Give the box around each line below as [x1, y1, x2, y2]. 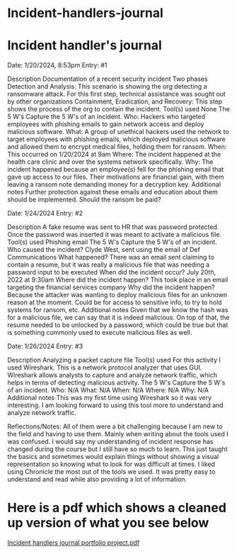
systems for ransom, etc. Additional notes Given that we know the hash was [7, 306, 229, 314]
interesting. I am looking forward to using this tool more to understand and [7, 401, 224, 409]
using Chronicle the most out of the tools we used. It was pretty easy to [7, 467, 216, 476]
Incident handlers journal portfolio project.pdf [7, 538, 140, 547]
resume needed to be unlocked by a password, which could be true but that [7, 321, 229, 329]
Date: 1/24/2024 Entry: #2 [7, 209, 83, 218]
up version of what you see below [7, 515, 209, 531]
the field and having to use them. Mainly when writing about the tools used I [7, 430, 229, 438]
